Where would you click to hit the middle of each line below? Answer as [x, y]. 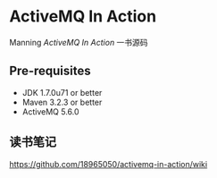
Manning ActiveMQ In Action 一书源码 [79, 42]
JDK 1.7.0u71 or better [62, 92]
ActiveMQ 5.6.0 [50, 111]
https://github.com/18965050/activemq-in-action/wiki [108, 164]
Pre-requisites [50, 71]
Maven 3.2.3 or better [62, 102]
